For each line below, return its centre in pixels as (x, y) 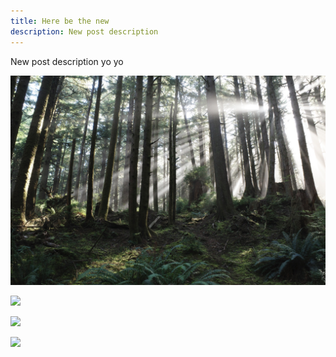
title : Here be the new (60, 21)
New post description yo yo (67, 61)
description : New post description (84, 31)
